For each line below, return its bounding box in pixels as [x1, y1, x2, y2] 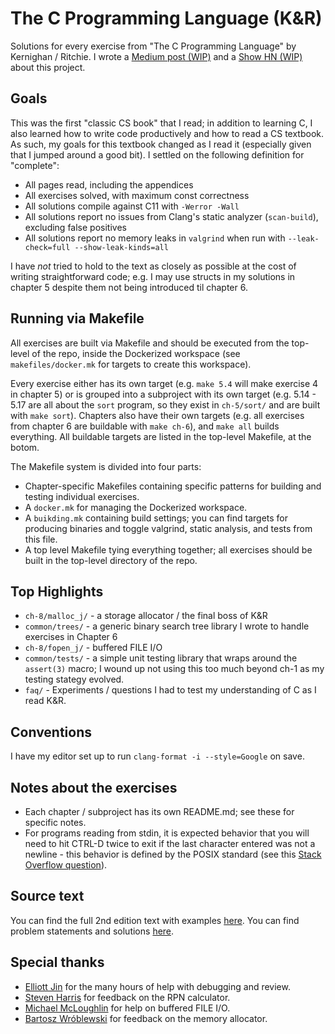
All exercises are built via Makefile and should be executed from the [10, 337, 290, 349]
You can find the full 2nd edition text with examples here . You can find [10, 914, 300, 926]
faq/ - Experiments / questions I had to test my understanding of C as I [24, 684, 317, 696]
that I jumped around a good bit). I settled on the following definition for [10, 148, 305, 161]
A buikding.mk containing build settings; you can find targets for [24, 512, 289, 524]
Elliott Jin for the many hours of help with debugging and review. [24, 980, 291, 992]
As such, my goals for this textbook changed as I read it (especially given [10, 138, 312, 150]
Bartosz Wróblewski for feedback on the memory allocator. [24, 1012, 268, 1024]
